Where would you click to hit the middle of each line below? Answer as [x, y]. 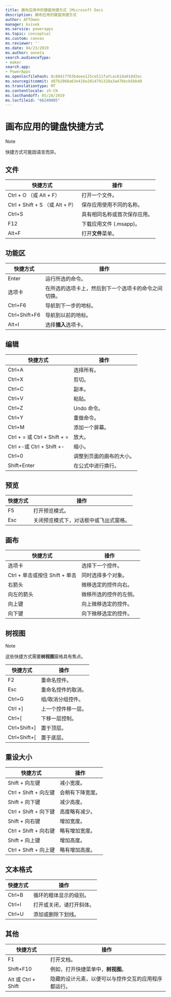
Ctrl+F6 [17, 305]
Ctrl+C [16, 388]
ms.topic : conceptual [28, 34]
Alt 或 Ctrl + [22, 979]
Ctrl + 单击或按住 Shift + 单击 [42, 575]
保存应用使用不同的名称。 [112, 205]
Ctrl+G [16, 699]
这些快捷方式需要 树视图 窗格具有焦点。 [45, 656]
